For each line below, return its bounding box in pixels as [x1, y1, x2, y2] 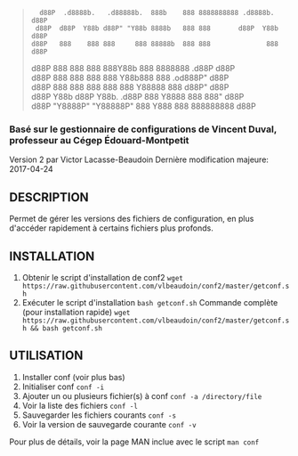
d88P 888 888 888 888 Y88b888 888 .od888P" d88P [30, 72, 230, 83]
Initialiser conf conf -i [21, 381, 105, 392]
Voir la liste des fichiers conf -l [21, 400, 138, 411]
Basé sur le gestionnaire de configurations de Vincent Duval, [9, 123, 278, 135]
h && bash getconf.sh [21, 323, 102, 333]
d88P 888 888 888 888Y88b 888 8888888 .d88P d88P [30, 63, 236, 73]
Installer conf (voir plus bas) [21, 371, 125, 382]
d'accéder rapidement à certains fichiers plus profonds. [9, 223, 213, 233]
